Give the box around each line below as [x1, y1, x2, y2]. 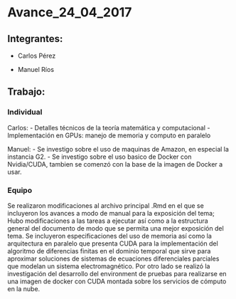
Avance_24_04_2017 [7, 4, 132, 21]
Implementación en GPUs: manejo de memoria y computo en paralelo [7, 131, 211, 140]
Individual [7, 107, 43, 117]
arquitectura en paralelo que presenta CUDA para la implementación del [7, 239, 218, 248]
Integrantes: [7, 33, 63, 45]
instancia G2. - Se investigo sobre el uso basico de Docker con [7, 152, 192, 161]
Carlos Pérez [17, 51, 56, 60]
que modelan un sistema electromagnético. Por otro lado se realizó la [7, 261, 210, 271]
